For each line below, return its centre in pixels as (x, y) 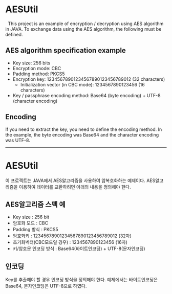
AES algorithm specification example (66, 50)
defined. (14, 34)
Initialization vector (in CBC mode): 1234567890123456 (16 (82, 84)
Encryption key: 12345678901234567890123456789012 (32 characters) (89, 79)
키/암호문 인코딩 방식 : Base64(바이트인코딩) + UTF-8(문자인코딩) (79, 248)
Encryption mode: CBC (37, 68)
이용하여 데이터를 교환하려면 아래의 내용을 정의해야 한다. (75, 187)
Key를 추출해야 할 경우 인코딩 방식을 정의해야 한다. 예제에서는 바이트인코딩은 (82, 280)
